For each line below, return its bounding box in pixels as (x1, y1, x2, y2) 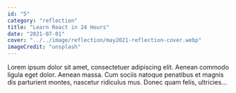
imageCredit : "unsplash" (7, 43, 81, 50)
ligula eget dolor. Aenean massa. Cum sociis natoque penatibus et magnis (7, 70, 224, 79)
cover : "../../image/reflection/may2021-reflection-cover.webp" (7, 37, 202, 44)
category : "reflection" (7, 17, 78, 24)
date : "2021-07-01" (7, 30, 65, 38)
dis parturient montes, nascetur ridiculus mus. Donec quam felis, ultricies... (7, 78, 227, 86)
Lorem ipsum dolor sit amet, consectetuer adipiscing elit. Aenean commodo (7, 63, 230, 71)
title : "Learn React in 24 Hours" (7, 23, 110, 31)
